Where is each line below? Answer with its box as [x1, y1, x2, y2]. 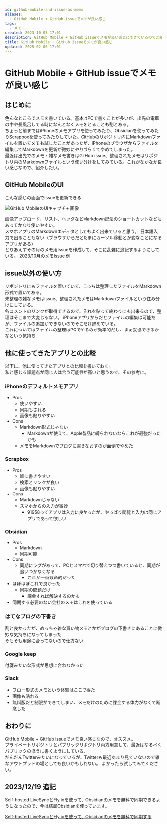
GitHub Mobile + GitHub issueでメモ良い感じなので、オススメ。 [5, 736, 136, 742]
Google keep [5, 651, 36, 658]
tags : [5, 21, 16, 26]
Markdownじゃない [19, 496, 60, 502]
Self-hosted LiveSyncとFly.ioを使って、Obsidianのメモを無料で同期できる [5, 797, 156, 803]
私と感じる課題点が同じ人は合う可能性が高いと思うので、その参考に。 [5, 369, 149, 375]
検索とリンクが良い [19, 479, 60, 485]
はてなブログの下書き [5, 613, 56, 620]
